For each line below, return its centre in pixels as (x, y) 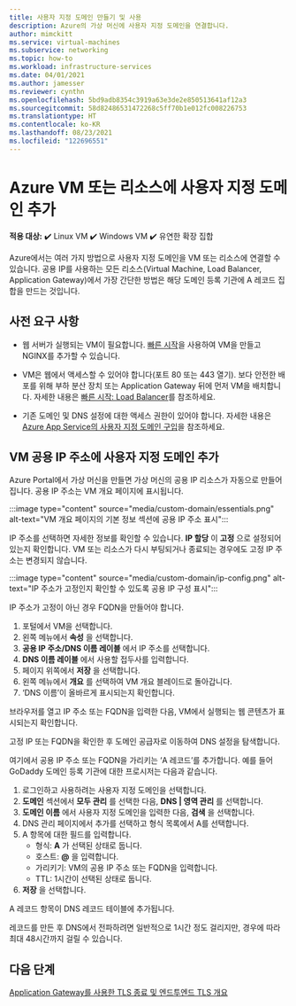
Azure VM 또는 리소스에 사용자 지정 (133, 187)
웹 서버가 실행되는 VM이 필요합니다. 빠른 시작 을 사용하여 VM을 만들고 (141, 344)
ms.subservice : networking (59, 51)
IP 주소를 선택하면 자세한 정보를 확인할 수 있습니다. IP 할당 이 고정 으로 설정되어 (145, 538)
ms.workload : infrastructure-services (80, 67)
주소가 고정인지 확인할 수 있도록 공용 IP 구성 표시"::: (129, 589)
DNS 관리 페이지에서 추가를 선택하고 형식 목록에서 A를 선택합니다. (135, 823)
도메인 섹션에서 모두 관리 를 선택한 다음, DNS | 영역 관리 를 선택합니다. (142, 801)
